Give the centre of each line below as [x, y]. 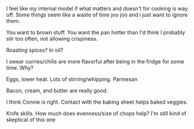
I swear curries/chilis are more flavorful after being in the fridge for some [95, 62]
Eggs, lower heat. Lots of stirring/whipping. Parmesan [72, 79]
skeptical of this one [31, 120]
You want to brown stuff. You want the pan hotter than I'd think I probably [96, 32]
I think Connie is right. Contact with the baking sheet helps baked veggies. [97, 102]
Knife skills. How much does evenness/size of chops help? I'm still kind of [96, 113]
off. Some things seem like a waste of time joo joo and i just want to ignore [97, 15]
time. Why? [20, 68]
